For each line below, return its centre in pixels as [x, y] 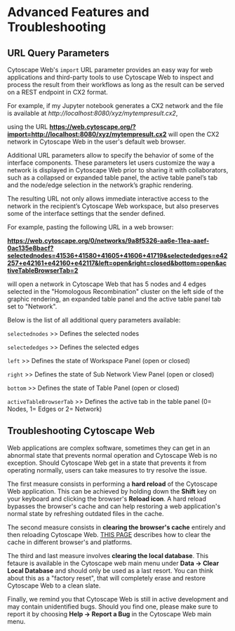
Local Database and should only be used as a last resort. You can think [110, 570]
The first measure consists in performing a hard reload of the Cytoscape [112, 484]
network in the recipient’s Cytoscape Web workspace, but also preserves [113, 206]
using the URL [28, 127]
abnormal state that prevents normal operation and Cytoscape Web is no [112, 455]
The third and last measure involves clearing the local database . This [108, 555]
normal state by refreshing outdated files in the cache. [86, 513]
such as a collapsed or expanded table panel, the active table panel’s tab [113, 177]
